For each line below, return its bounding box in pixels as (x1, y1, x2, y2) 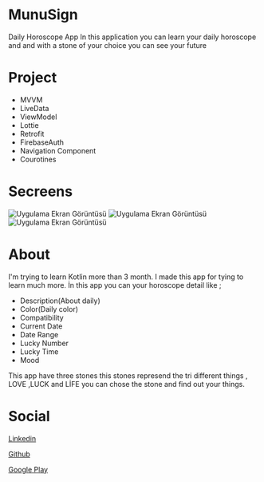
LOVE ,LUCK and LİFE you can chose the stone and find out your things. (8, 379, 245, 388)
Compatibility (19, 313, 64, 322)
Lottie (19, 120, 39, 129)
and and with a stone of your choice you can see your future (8, 40, 207, 50)
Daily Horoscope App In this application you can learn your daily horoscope (8, 32, 257, 42)
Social (8, 407, 50, 425)
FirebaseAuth (19, 137, 65, 147)
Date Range (19, 329, 59, 339)
